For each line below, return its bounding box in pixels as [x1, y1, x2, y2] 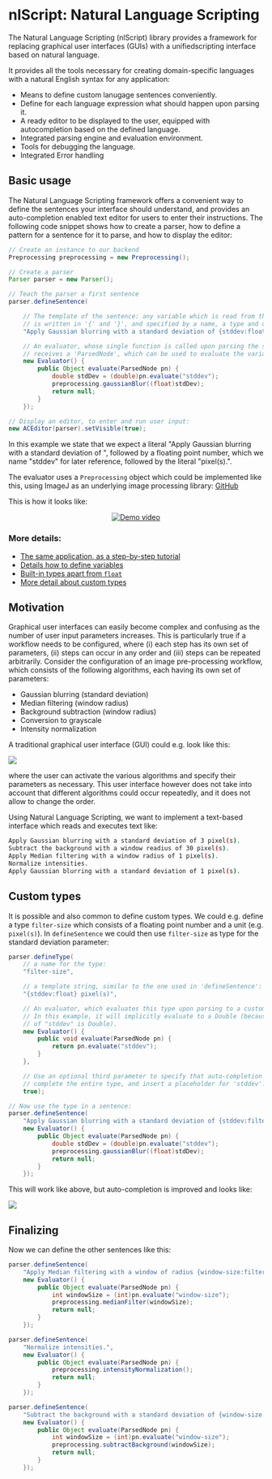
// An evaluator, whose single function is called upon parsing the [23, 342, 259, 350]
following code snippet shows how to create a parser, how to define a [8, 221, 241, 231]
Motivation [8, 600, 65, 614]
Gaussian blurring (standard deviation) [19, 690, 149, 699]
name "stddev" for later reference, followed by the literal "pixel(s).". [8, 456, 232, 466]
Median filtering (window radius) [19, 698, 130, 708]
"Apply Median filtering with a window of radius [23, 1268, 194, 1276]
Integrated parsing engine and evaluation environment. [19, 132, 204, 143]
